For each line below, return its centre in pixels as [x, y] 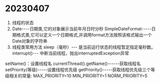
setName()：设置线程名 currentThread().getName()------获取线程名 [73, 63]
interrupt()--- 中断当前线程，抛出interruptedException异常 [70, 53]
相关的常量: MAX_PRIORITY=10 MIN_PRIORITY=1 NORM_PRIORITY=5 [78, 76]
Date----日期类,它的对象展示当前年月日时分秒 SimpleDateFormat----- [82, 29]
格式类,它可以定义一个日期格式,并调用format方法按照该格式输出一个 [84, 35]
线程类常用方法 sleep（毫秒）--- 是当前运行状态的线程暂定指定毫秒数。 [84, 47]
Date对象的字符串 [30, 41]
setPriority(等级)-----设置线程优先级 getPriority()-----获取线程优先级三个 [78, 69]
